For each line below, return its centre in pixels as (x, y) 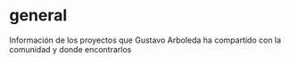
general (38, 16)
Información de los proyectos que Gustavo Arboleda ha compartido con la (145, 40)
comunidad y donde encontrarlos (70, 49)
